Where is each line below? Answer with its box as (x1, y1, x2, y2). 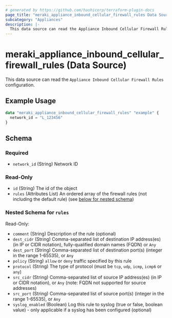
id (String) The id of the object (12, 185, 78, 192)
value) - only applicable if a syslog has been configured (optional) (12, 307, 152, 313)
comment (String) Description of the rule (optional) (12, 230, 116, 237)
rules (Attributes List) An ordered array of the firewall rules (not (12, 190, 147, 197)
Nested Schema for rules (5, 209, 69, 216)
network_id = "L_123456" (10, 115, 63, 120)
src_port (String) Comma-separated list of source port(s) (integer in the (12, 290, 165, 296)
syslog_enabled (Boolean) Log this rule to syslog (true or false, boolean (12, 301, 163, 307)
